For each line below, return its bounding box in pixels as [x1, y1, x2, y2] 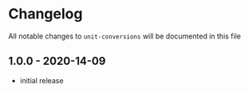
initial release [19, 75, 64, 85]
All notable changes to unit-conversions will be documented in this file [8, 31, 241, 41]
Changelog [8, 5, 83, 23]
